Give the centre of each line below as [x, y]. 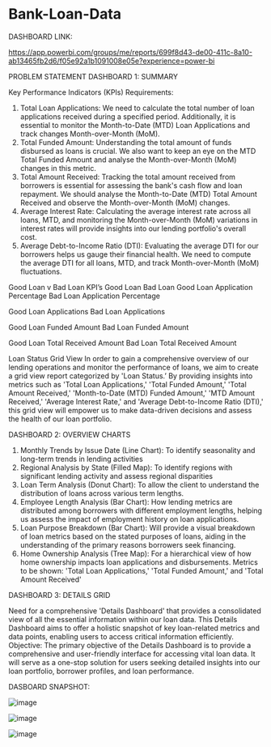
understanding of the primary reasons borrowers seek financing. [128, 544]
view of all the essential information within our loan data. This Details [123, 619]
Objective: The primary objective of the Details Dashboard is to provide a [130, 645]
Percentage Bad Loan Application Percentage [84, 296]
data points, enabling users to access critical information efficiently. [121, 636]
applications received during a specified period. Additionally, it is [128, 116]
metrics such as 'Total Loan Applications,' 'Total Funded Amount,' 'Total [127, 384]
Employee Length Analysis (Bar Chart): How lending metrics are [126, 502]
